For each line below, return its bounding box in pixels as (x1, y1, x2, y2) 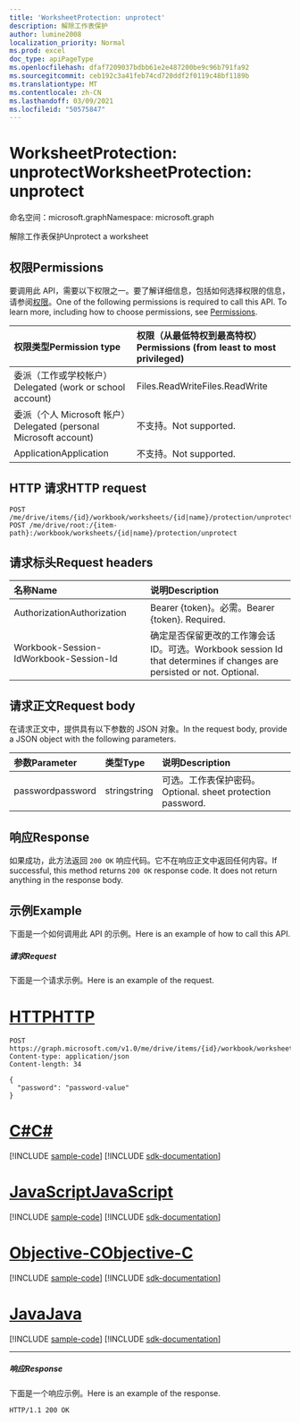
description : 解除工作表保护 (9, 21, 109, 30)
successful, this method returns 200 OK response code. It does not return (9, 865, 278, 876)
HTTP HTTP (9, 1007, 96, 1027)
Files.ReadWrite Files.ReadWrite (137, 380, 268, 392)
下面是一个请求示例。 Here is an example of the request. (9, 975, 214, 986)
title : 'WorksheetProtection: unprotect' (9, 13, 166, 22)
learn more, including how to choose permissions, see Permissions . (9, 306, 258, 317)
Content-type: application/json (9, 1051, 129, 1061)
